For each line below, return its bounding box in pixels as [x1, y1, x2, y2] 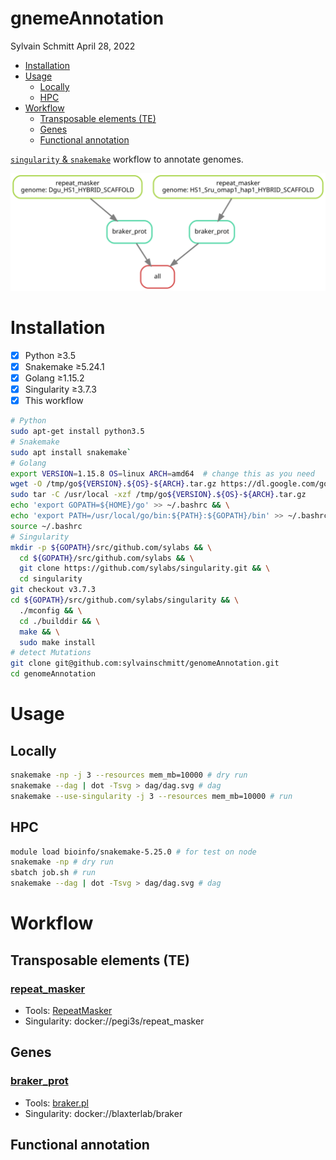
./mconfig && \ [19, 605, 83, 616]
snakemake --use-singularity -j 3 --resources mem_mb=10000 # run [10, 791, 293, 801]
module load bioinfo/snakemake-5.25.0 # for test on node [10, 847, 257, 857]
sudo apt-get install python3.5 [10, 427, 145, 437]
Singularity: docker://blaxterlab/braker [24, 1107, 183, 1119]
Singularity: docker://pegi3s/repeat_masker [24, 1015, 205, 1027]
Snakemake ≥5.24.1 [24, 360, 105, 372]
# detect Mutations [10, 648, 92, 658]
